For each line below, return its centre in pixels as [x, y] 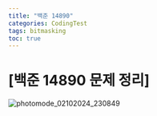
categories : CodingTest [48, 23]
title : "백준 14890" [41, 16]
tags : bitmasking [37, 31]
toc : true [25, 38]
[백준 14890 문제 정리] [79, 81]
